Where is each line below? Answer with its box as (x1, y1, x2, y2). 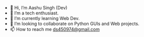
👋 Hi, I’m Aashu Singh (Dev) (10, 5, 67, 10)
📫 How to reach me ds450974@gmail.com (10, 26, 100, 32)
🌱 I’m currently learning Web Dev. (10, 15, 80, 21)
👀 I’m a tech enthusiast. (10, 10, 59, 16)
